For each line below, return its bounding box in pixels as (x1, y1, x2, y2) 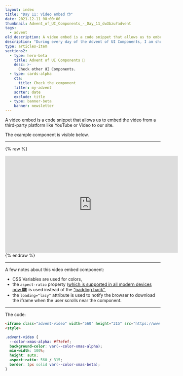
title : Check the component (18, 80, 76, 85)
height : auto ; (9, 353, 38, 358)
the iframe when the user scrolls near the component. (12, 298, 122, 303)
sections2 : (5, 48, 28, 53)
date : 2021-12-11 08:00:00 (5, 16, 61, 21)
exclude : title (14, 94, 45, 99)
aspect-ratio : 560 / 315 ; (9, 358, 63, 363)
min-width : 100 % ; (9, 348, 45, 353)
